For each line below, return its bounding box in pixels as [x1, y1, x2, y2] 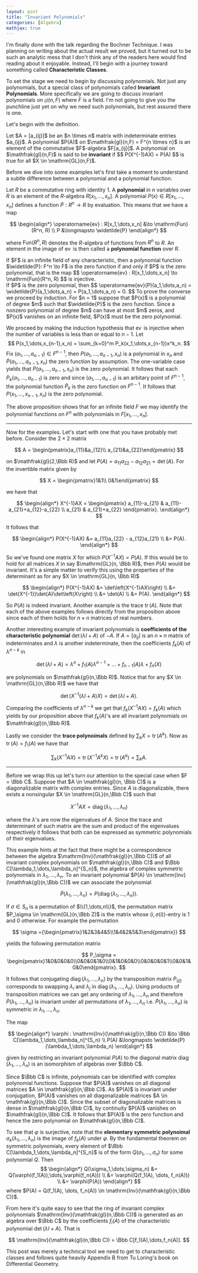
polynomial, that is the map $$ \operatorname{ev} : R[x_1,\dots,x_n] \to [6, 269, 178, 276]
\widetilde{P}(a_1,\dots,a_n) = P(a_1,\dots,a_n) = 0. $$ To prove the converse [6, 288, 191, 295]
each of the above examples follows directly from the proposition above [6, 608, 181, 615]
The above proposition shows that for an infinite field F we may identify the [6, 403, 188, 410]
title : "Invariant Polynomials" [6, 14, 85, 20]
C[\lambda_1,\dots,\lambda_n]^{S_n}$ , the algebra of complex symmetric [6, 865, 184, 872]
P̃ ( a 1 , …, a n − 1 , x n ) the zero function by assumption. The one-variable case [6, 358, 186, 366]
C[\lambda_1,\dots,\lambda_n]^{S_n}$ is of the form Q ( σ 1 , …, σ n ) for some [6, 1149, 184, 1157]
